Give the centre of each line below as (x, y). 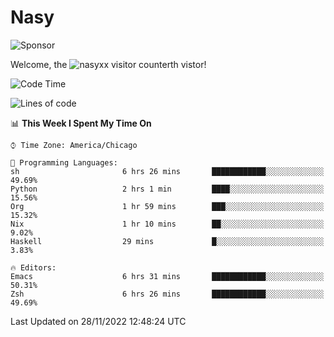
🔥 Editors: (33, 267)
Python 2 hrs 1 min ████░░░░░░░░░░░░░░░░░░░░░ (167, 189)
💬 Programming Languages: (64, 162)
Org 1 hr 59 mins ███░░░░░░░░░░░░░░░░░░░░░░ (167, 206)
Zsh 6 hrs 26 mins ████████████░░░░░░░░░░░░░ (167, 294)
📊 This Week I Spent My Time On (81, 123)
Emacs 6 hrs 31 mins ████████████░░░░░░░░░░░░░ (167, 276)
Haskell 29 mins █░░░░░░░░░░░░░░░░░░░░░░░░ (167, 241)
